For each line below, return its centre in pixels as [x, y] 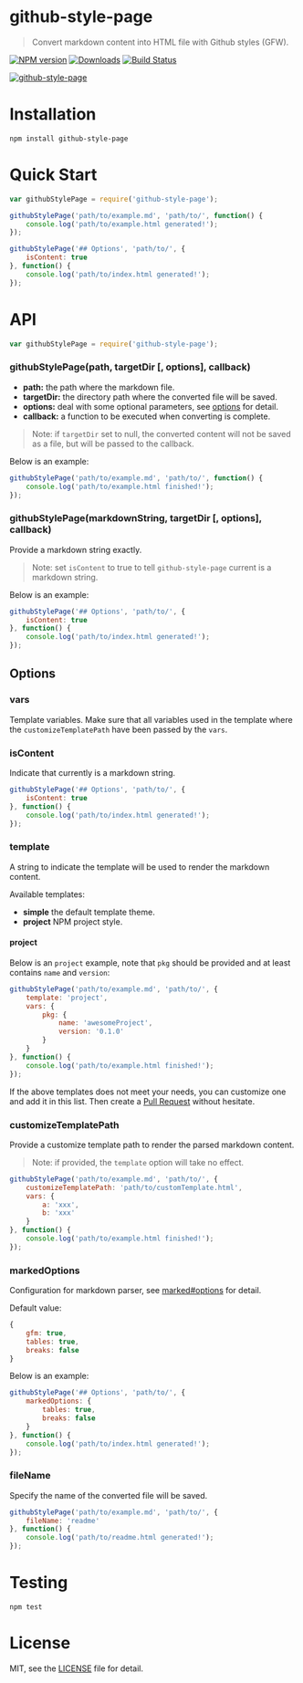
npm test [26, 1607]
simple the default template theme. [89, 912]
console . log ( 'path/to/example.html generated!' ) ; [122, 224]
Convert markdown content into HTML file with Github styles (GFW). [160, 42]
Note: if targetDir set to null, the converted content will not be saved [161, 434]
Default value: [36, 1308]
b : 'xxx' [59, 1213]
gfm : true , [47, 1333]
